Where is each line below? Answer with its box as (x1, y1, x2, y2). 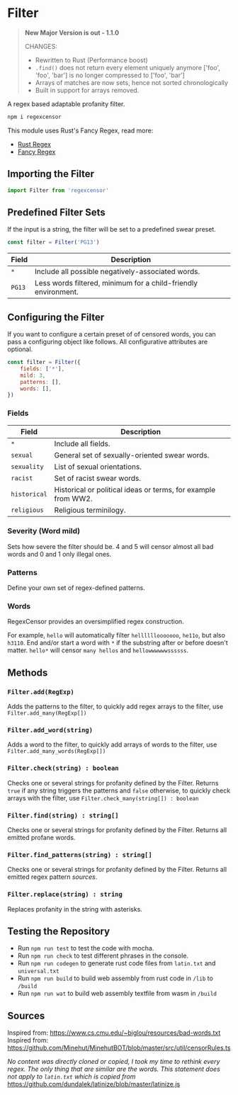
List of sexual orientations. (54, 462, 142, 472)
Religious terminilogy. (54, 505, 126, 515)
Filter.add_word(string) (7, 726, 93, 734)
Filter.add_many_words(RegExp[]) (7, 748, 106, 755)
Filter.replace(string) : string (7, 890, 123, 899)
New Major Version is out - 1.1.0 (24, 28, 120, 37)
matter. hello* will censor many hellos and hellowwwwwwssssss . (7, 646, 189, 654)
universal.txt (17, 968, 59, 975)
